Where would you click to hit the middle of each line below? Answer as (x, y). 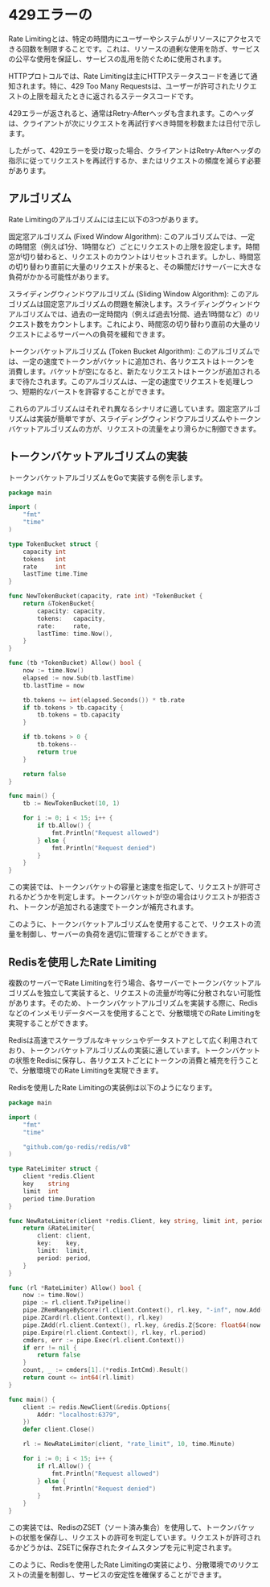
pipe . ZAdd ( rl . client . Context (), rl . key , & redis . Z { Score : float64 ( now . (143, 1325)
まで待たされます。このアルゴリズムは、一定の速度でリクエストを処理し (127, 381)
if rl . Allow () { (64, 1466)
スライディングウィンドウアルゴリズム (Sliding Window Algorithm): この (127, 294)
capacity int (45, 552)
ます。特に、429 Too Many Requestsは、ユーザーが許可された (133, 86)
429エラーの (50, 15)
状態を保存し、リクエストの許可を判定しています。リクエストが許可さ (138, 1537)
